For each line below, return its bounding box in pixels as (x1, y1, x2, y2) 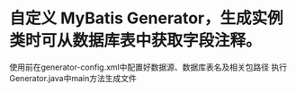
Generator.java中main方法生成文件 (9, 72, 137, 83)
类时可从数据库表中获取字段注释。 (9, 30, 263, 51)
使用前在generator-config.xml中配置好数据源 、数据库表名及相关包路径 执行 (9, 62, 288, 72)
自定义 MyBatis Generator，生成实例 (9, 8, 283, 29)
